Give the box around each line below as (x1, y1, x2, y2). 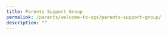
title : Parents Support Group (6, 8, 83, 15)
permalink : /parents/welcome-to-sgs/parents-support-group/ (6, 14, 162, 20)
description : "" (6, 20, 47, 26)
